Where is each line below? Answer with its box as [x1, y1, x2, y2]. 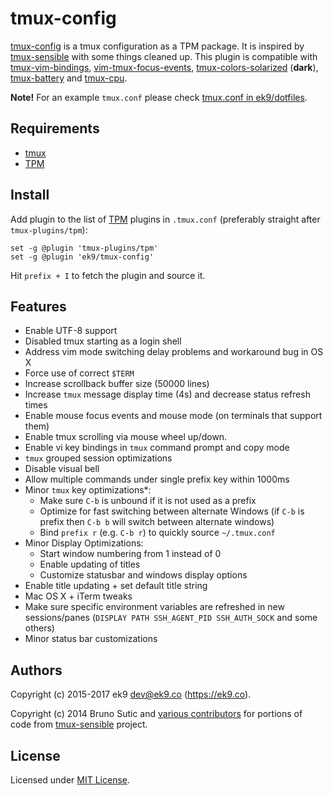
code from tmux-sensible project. [10, 718, 148, 731]
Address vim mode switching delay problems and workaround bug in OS [24, 346, 324, 358]
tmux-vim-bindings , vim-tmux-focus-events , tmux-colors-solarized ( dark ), [10, 61, 319, 73]
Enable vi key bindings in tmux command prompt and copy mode [24, 442, 290, 454]
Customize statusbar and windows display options [39, 569, 248, 581]
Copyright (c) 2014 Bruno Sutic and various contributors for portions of [10, 708, 303, 720]
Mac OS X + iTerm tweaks [24, 590, 133, 602]
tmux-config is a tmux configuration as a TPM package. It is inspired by [10, 40, 305, 52]
